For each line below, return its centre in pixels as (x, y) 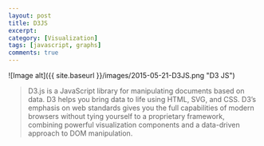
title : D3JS (28, 23)
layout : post (30, 16)
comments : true (33, 53)
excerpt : (23, 30)
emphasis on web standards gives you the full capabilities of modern (141, 108)
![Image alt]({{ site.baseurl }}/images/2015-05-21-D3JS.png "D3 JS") (122, 75)
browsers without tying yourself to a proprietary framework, (126, 116)
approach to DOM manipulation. (80, 133)
